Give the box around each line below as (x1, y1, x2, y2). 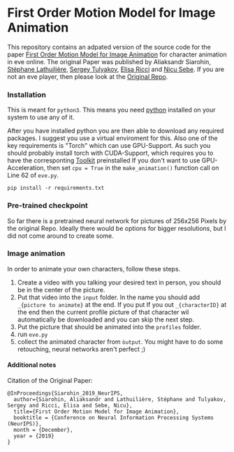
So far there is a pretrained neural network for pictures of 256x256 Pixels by (7, 216, 227, 225)
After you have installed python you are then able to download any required (7, 127, 224, 135)
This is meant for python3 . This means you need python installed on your (7, 106, 216, 114)
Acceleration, (7, 164, 46, 172)
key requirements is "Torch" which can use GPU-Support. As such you (7, 142, 211, 150)
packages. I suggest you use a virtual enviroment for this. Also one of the (7, 134, 218, 142)
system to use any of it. (7, 113, 75, 121)
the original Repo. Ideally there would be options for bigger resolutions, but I (7, 224, 226, 232)
